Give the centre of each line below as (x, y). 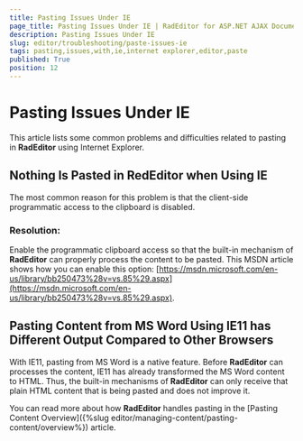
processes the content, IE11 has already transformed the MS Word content (147, 372)
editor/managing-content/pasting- (175, 418)
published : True (40, 60)
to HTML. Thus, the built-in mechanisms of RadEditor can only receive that (149, 381)
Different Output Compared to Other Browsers (142, 340)
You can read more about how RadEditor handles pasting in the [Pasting (143, 408)
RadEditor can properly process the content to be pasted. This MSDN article (151, 259)
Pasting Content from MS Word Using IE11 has (140, 326)
